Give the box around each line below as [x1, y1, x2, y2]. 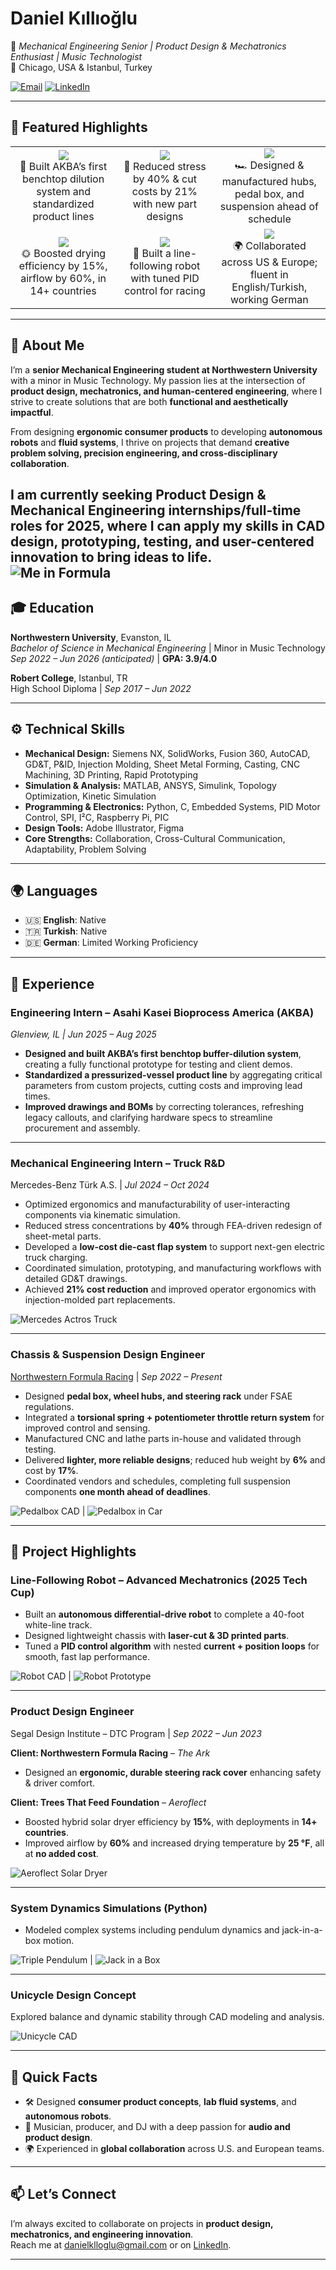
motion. [43, 1934, 75, 1946]
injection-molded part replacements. [24, 1294, 176, 1306]
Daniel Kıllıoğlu [10, 7, 138, 30]
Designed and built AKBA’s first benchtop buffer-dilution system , [24, 1048, 302, 1060]
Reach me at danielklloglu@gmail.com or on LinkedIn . [10, 2238, 232, 2251]
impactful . [10, 406, 54, 418]
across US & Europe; [221, 255, 318, 269]
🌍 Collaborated [232, 238, 307, 252]
